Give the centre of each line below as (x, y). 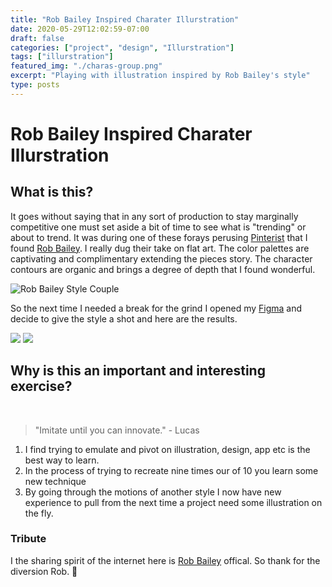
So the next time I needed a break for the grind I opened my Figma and (156, 308)
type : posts (35, 85)
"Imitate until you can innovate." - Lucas (117, 430)
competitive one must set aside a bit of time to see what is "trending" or (158, 227)
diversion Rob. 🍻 (44, 571)
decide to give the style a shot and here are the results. (124, 318)
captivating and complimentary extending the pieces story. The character (161, 258)
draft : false (37, 38)
